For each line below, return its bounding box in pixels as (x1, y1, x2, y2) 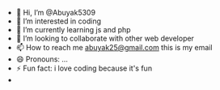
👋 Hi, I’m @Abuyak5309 (15, 8, 95, 17)
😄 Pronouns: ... (15, 54, 69, 64)
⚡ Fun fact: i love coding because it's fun (15, 63, 152, 73)
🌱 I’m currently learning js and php (15, 25, 131, 34)
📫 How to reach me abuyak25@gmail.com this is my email (15, 43, 213, 52)
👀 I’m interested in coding (15, 16, 102, 26)
